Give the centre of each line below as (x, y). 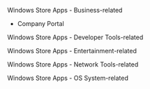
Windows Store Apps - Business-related (65, 10)
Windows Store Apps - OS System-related (68, 78)
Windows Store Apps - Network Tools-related (73, 64)
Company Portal (40, 23)
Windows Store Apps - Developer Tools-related (75, 37)
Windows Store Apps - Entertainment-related (72, 51)
